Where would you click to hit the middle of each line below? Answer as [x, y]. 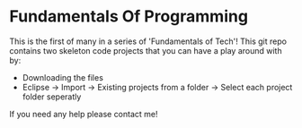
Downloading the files [62, 77]
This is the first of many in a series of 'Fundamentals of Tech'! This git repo [148, 41]
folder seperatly [52, 97]
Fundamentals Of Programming [129, 17]
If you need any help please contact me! [84, 114]
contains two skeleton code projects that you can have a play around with [146, 50]
